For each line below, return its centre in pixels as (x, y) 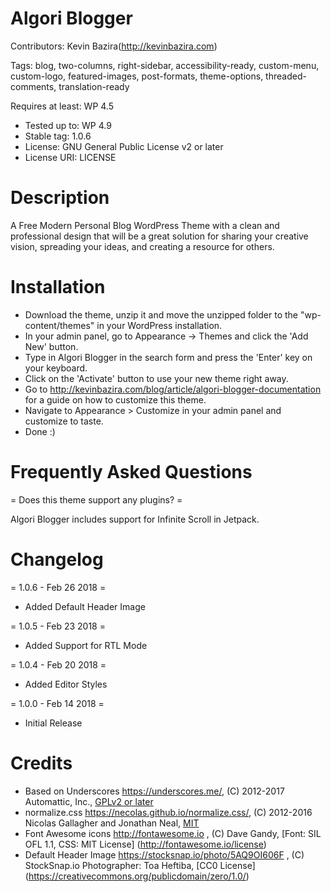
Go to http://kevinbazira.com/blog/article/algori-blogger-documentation (173, 389)
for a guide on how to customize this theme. (115, 399)
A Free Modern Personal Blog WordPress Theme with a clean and (145, 225)
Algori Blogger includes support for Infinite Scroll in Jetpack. (135, 519)
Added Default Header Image (85, 606)
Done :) (40, 431)
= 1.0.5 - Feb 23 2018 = (58, 626)
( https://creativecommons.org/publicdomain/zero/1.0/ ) (137, 876)
